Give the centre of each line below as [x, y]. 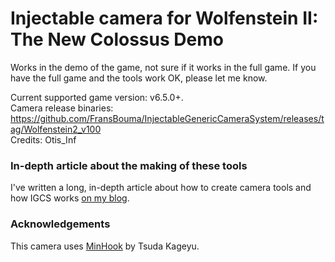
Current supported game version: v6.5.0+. [97, 97]
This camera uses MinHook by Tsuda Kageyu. [105, 246]
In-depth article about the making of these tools [129, 165]
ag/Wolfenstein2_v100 [56, 129]
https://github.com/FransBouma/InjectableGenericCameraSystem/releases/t [167, 118]
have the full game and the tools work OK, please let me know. [139, 78]
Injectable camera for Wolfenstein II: [164, 18]
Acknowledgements [60, 224]
